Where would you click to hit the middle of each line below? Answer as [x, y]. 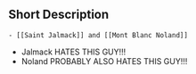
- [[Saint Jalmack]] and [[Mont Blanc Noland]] [98, 35]
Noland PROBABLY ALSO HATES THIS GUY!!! [104, 61]
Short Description [59, 15]
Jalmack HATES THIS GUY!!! [73, 52]
